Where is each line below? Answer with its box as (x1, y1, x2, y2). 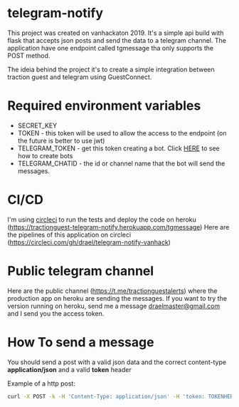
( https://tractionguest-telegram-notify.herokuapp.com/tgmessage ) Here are (7, 222, 230, 231)
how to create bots (17, 151, 73, 160)
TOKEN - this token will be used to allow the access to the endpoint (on (17, 128, 227, 137)
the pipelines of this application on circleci (7, 230, 132, 239)
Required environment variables (7, 98, 201, 114)
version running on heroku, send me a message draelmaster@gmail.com (7, 302, 221, 310)
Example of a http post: (7, 379, 76, 388)
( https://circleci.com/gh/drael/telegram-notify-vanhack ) (7, 237, 171, 247)
